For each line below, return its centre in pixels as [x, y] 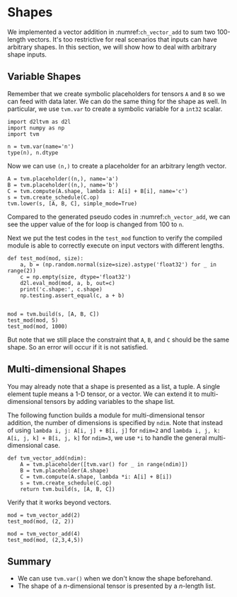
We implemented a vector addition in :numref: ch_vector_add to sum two [111, 32]
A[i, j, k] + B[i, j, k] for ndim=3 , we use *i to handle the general [107, 437]
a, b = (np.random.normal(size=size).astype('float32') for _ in [118, 265]
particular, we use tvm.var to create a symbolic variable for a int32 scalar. [115, 109]
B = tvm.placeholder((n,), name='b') [63, 185]
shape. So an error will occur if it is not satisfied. [78, 347]
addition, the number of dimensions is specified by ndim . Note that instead [115, 422]
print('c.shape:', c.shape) [61, 289]
